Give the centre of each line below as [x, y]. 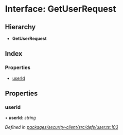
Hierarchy [20, 27]
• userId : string [21, 118]
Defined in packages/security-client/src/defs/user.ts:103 [62, 127]
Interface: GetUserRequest [61, 9]
